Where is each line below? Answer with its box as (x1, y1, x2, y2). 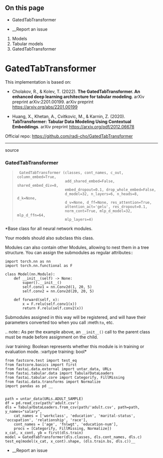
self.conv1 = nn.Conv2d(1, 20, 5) (22, 284, 92, 290)
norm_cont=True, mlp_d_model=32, (65, 209, 132, 213)
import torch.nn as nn (5, 259, 51, 264)
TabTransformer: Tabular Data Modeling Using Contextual (12, 119, 131, 124)
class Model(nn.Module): (5, 272, 55, 277)
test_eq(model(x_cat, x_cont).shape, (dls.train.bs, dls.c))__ (5, 439, 136, 444)
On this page (5, 4, 45, 12)
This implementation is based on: (5, 79, 71, 85)
